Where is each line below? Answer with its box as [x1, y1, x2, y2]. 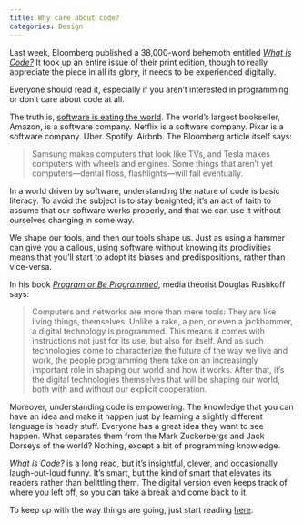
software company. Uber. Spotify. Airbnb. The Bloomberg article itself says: [9, 130, 293, 141]
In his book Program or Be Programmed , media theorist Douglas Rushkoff [9, 279, 286, 290]
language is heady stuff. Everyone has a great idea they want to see [9, 420, 264, 431]
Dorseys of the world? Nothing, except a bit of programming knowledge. [9, 439, 280, 451]
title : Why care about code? [9, 13, 120, 23]
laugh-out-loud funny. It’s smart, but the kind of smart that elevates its [9, 467, 272, 478]
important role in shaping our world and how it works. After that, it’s [31, 364, 285, 375]
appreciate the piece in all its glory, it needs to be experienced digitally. [9, 66, 277, 77]
